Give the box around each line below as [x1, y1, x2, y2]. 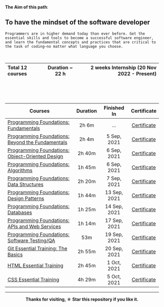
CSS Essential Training [7, 276, 60, 283]
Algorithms [7, 167, 33, 174]
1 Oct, [106, 259, 121, 266]
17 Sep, [104, 217, 123, 224]
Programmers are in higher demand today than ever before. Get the [5, 31, 145, 36]
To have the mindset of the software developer [5, 18, 150, 26]
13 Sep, [104, 189, 123, 196]
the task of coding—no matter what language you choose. [5, 44, 123, 49]
